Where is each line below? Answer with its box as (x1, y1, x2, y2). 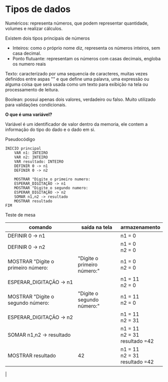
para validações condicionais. (5, 101, 66, 107)
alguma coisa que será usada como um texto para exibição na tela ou (5, 81, 148, 87)
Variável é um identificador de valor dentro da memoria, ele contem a (5, 121, 148, 127)
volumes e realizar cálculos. (5, 25, 63, 31)
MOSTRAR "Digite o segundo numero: (14, 185, 88, 190)
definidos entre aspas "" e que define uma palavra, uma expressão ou (5, 76, 149, 82)
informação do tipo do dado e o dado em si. (5, 126, 95, 133)
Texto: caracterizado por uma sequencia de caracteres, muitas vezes (5, 70, 148, 76)
